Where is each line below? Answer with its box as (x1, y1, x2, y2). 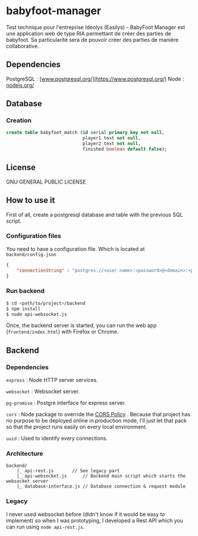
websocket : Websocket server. (6, 388, 80, 395)
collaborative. (6, 43, 39, 50)
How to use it (6, 195, 55, 205)
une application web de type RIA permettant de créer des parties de (6, 30, 171, 37)
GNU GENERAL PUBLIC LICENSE (6, 178, 87, 185)
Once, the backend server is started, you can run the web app (6, 322, 157, 329)
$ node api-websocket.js (6, 311, 67, 317)
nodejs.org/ (6, 81, 34, 89)
